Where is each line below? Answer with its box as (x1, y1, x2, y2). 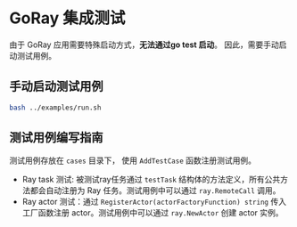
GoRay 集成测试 (9, 8, 126, 28)
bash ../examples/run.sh (9, 103, 102, 112)
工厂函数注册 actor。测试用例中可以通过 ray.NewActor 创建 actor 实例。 (21, 207, 284, 218)
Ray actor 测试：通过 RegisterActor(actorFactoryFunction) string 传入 (21, 197, 287, 207)
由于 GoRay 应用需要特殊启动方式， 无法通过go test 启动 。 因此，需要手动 (9, 39, 279, 50)
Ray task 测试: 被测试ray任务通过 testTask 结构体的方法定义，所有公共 (21, 174, 281, 185)
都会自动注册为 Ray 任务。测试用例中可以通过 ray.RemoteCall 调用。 (29, 185, 281, 196)
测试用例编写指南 (9, 130, 103, 145)
